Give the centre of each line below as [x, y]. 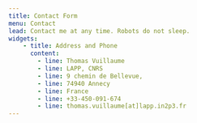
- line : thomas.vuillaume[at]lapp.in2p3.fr [112, 106]
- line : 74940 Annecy [74, 83]
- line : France [63, 91]
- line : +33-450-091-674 [79, 99]
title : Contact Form [43, 16]
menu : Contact [32, 23]
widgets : [23, 38]
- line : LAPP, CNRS [71, 69]
